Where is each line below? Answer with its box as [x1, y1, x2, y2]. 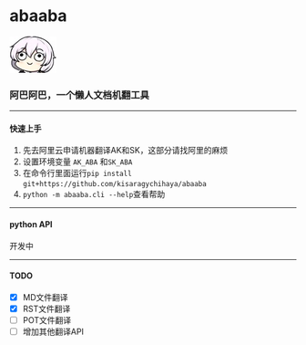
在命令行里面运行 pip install [22, 168, 132, 179]
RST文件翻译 [22, 303, 71, 314]
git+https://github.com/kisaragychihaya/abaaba [22, 180, 207, 189]
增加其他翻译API [22, 326, 85, 338]
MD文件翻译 [22, 291, 68, 302]
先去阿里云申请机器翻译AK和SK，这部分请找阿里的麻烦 [22, 145, 229, 156]
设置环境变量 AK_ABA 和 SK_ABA [22, 156, 133, 167]
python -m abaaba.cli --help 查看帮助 [22, 189, 166, 200]
